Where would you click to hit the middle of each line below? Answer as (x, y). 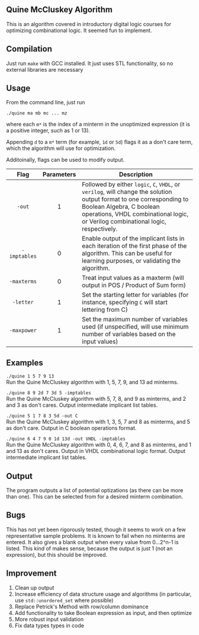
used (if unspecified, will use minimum (135, 327)
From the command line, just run (46, 103)
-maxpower (23, 331)
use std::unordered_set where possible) (64, 600)
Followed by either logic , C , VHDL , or (131, 184)
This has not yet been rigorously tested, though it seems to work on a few (96, 529)
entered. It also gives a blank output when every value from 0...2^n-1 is (92, 542)
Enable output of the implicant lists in (133, 238)
